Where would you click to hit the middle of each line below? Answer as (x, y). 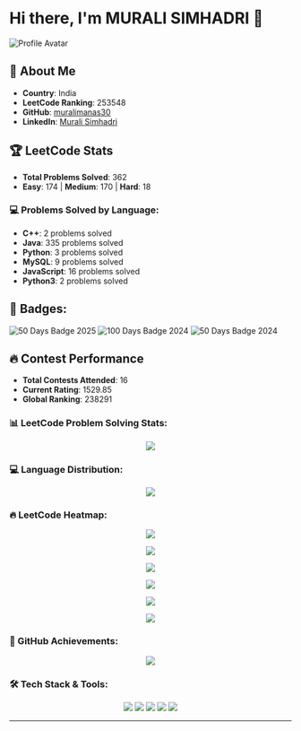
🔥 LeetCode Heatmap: (58, 515)
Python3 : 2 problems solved (75, 281)
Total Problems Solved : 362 (74, 177)
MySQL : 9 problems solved (73, 261)
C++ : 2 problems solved (67, 233)
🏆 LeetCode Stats (61, 151)
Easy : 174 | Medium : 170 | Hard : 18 (86, 187)
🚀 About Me (43, 71)
